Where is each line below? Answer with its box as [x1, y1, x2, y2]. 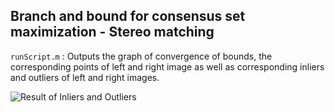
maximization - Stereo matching [10, 24, 215, 41]
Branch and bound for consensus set [10, 8, 246, 25]
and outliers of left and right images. [10, 71, 160, 83]
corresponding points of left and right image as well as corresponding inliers [10, 60, 325, 73]
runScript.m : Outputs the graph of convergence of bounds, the [10, 50, 273, 62]
